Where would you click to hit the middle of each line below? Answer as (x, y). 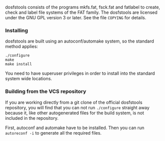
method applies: (22, 47)
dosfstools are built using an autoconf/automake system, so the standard (80, 41)
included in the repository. (32, 118)
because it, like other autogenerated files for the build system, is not (75, 113)
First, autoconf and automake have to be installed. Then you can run (75, 128)
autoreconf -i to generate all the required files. (53, 133)
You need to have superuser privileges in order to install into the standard (80, 73)
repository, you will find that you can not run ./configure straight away (77, 107)
